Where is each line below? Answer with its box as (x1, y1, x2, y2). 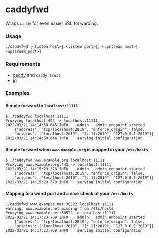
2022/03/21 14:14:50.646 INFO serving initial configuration (5, 135, 143, 141)
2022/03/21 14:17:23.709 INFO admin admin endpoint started (5, 215, 145, 220)
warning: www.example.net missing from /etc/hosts (5, 206, 114, 211)
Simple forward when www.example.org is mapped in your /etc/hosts (5, 147, 148, 153)
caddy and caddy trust (12, 72, 61, 78)
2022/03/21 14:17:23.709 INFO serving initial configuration (5, 228, 143, 233)
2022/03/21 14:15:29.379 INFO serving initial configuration (5, 179, 143, 185)
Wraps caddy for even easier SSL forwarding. (5, 20, 98, 26)
